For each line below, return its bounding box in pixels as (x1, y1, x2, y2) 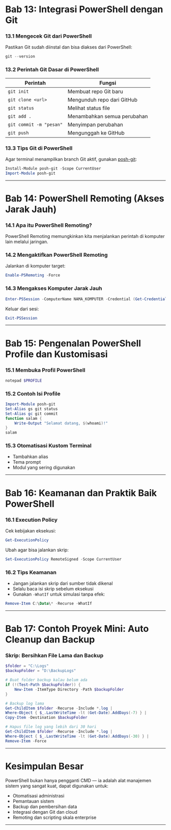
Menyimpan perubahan (67, 121, 123, 128)
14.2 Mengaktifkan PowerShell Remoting (5, 251, 108, 258)
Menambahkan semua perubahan (67, 113, 148, 120)
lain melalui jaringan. (5, 238, 48, 245)
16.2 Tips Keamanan (5, 569, 57, 576)
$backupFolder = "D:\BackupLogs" (5, 668, 76, 674)
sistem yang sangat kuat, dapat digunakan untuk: (5, 783, 108, 789)
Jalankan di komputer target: (5, 263, 66, 269)
